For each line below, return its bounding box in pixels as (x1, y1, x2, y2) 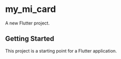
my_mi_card (5, 3, 56, 15)
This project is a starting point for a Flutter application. (5, 47, 117, 53)
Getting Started (5, 34, 54, 43)
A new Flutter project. (5, 20, 50, 26)
